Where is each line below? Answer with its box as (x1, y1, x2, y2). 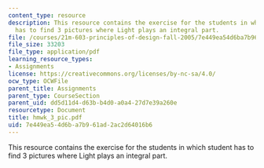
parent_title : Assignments (8, 84, 97, 93)
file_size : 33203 (8, 41, 65, 49)
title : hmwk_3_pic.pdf (8, 114, 82, 122)
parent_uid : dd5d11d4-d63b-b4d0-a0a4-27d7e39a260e (8, 99, 178, 107)
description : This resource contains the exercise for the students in (8, 19, 247, 27)
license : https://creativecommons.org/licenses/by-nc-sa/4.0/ (8, 70, 216, 78)
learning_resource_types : (8, 56, 93, 64)
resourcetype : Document (8, 107, 86, 115)
